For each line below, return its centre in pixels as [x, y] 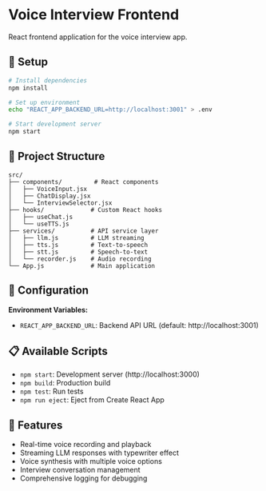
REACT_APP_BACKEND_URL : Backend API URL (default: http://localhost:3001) [139, 325]
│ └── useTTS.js [39, 224]
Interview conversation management [80, 470]
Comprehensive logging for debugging [83, 478]
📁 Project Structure [57, 156]
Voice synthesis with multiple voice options [91, 461]
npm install [28, 88]
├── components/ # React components [83, 182]
